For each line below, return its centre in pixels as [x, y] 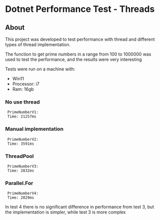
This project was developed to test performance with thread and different [80, 39]
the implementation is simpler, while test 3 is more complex [66, 212]
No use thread [23, 102]
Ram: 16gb [23, 89]
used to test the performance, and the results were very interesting [74, 59]
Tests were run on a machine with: [40, 69]
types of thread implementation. [38, 45]
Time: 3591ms [21, 144]
